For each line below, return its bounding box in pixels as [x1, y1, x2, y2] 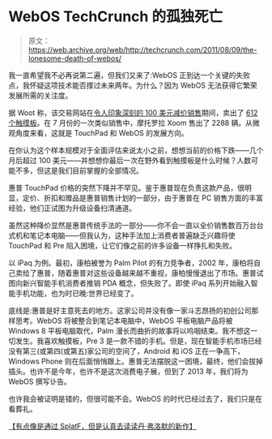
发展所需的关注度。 [8, 90, 73, 100]
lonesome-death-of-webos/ [28, 54, 122, 63]
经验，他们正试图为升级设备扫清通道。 [8, 203, 136, 213]
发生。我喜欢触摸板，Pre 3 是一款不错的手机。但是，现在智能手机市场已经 [15, 336, 262, 346]
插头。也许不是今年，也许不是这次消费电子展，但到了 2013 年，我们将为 [8, 366, 249, 376]
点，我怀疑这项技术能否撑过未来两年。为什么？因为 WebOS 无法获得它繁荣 [8, 80, 257, 90]
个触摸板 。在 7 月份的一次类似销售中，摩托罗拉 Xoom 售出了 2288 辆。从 [8, 118, 253, 127]
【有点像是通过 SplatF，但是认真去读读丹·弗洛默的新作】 [8, 421, 197, 431]
